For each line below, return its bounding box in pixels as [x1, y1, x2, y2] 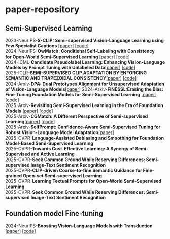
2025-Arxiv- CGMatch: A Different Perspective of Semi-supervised [5, 113, 148, 119]
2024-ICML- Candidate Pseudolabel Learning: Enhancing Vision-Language [5, 59, 165, 65]
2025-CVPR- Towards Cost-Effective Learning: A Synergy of [5, 146, 134, 151]
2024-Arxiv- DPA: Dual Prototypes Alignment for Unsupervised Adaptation [5, 81, 165, 87]
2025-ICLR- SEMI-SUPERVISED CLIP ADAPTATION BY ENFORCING [5, 70, 147, 76]
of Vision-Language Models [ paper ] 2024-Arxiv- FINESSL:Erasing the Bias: [5, 86, 164, 92]
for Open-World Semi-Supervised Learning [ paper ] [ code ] [5, 54, 130, 60]
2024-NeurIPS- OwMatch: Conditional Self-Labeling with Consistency [5, 48, 155, 54]
